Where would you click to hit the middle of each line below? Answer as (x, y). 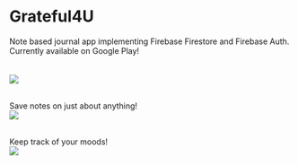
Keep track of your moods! (59, 142)
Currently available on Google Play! (74, 50)
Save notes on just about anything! (73, 106)
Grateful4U (52, 17)
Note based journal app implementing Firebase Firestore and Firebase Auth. (149, 41)
